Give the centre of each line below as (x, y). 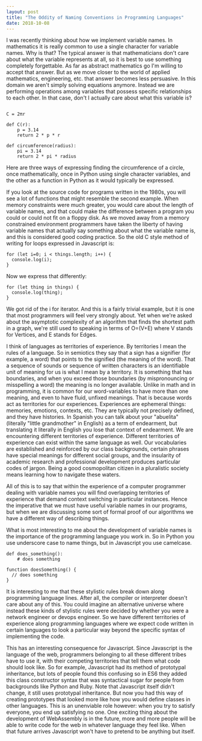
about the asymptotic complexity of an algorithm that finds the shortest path (101, 322)
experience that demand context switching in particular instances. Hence (97, 499)
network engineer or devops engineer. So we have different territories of (96, 617)
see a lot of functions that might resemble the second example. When (93, 199)
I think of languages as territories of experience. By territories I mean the (96, 346)
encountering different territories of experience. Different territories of (93, 436)
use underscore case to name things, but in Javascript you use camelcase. (99, 543)
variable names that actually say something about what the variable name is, (101, 231)
